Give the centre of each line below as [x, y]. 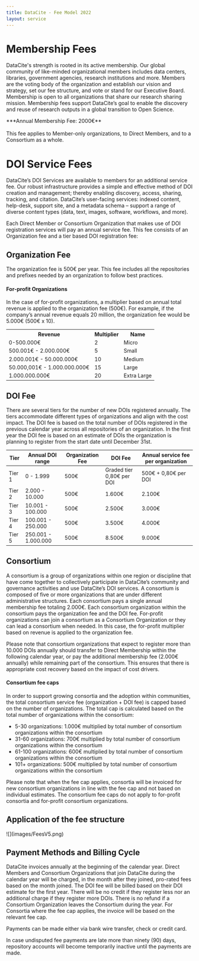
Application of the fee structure [65, 820]
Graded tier [119, 470]
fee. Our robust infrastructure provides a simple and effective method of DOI [99, 186]
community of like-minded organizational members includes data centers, [96, 72]
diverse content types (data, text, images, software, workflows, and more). [97, 212]
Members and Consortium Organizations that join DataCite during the [91, 873]
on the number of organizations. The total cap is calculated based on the [95, 708]
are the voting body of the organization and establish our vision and [89, 84]
